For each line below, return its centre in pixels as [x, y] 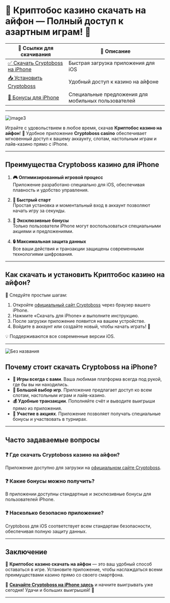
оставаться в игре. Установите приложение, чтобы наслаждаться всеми [84, 569]
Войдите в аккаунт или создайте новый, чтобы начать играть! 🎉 [81, 326]
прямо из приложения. [37, 409]
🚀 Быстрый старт [32, 199]
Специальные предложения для [108, 94]
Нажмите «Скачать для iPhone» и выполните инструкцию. [76, 315]
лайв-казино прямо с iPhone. [37, 144]
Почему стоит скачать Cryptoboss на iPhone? [81, 367]
